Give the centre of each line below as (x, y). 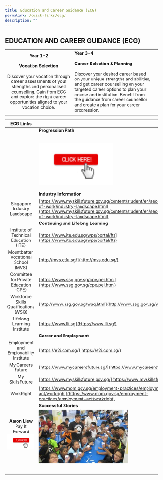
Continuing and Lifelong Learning (73, 223)
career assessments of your (39, 81)
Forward (21, 432)
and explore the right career (39, 97)
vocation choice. (39, 107)
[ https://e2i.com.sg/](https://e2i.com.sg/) (80, 350)
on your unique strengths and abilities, (113, 79)
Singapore (21, 204)
